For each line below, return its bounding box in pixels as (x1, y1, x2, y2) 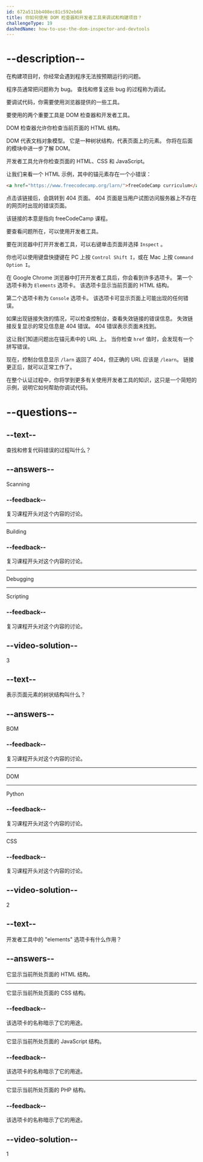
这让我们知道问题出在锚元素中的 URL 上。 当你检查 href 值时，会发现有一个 (6, 335, 194, 343)
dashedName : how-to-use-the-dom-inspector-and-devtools (6, 25, 150, 32)
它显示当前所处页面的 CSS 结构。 (6, 989, 89, 996)
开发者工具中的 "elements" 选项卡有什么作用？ (6, 935, 122, 943)
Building (6, 528, 27, 536)
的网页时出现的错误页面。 (6, 202, 70, 209)
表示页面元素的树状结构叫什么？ (6, 691, 86, 698)
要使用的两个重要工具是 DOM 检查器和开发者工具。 (6, 112, 134, 119)
